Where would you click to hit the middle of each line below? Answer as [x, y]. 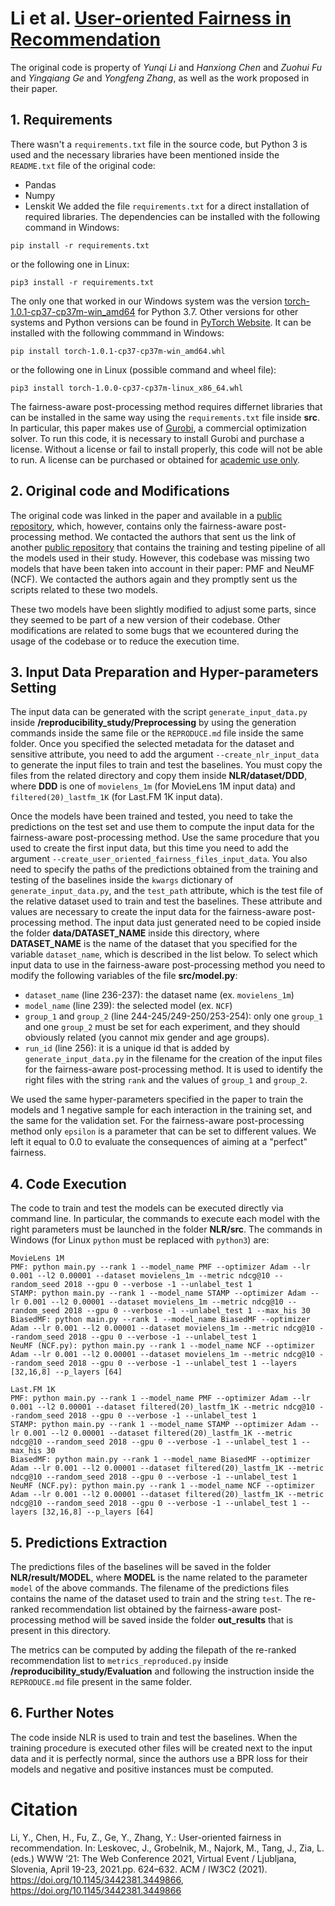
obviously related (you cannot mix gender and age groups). [147, 1038]
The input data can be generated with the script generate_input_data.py [159, 712]
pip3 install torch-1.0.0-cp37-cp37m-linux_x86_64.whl [127, 388]
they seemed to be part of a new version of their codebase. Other [145, 619]
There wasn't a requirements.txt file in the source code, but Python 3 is [159, 144]
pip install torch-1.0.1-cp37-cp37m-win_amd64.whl [118, 351]
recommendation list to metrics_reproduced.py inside [119, 1660]
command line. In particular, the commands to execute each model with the [165, 1219]
